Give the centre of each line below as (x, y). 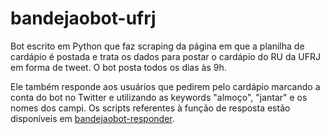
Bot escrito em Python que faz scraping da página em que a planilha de (157, 46)
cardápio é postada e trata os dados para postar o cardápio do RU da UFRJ (165, 56)
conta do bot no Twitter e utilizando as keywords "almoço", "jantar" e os (159, 97)
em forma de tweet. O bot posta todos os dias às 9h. (118, 67)
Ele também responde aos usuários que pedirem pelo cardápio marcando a (165, 86)
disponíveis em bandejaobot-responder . (92, 118)
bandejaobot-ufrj (83, 18)
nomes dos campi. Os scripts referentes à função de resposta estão (150, 108)
